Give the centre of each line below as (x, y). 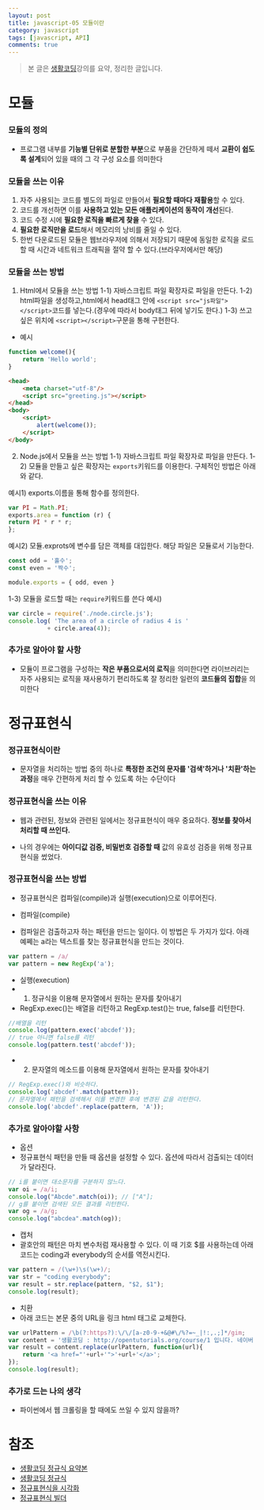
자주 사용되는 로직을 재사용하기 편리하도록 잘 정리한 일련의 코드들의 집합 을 (133, 678)
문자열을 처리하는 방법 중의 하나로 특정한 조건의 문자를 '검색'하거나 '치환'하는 (138, 769)
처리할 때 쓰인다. (45, 830)
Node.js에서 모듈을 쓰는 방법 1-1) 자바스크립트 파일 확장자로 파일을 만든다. (134, 456)
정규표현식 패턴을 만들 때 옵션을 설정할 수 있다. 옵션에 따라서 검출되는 (126, 1157)
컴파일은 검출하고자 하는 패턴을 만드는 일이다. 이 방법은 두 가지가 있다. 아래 (134, 931)
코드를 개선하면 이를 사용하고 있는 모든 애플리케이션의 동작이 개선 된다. (126, 210)
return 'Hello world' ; (60, 360)
